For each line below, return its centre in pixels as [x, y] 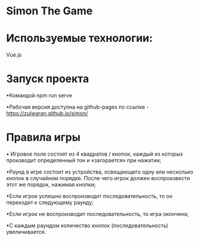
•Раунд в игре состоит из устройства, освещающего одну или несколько [100, 172]
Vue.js [14, 55]
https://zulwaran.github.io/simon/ [47, 113]
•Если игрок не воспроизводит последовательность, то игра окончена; [97, 214]
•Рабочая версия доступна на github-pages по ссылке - [77, 107]
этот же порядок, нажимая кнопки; [51, 184]
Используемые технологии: [80, 38]
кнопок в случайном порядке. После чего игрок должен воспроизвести [98, 178]
